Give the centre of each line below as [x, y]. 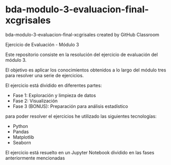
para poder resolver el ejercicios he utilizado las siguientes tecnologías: [81, 116]
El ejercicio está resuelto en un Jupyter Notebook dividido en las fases [80, 152]
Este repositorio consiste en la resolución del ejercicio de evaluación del [82, 54]
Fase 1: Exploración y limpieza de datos [54, 95]
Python [20, 126]
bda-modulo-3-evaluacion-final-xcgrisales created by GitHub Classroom [82, 34]
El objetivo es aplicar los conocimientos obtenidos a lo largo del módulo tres [86, 70]
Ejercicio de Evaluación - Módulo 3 [42, 44]
